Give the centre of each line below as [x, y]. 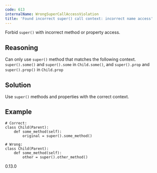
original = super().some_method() [57, 136]
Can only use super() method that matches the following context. [70, 59]
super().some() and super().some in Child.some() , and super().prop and [77, 65]
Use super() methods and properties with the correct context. [67, 97]
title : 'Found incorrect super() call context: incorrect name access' [79, 18]
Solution [18, 85]
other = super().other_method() [55, 157]
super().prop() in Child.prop [34, 70]
